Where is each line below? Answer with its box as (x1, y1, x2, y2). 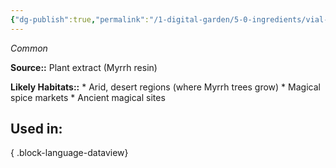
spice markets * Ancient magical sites (10, 91, 166, 103)
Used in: (10, 121, 63, 138)
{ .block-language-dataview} (10, 147, 129, 159)
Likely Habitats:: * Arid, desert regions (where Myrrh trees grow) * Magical (10, 81, 321, 93)
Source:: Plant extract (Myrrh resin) (10, 61, 158, 73)
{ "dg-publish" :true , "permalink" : (10, 14, 150, 25)
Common (10, 42, 48, 54)
